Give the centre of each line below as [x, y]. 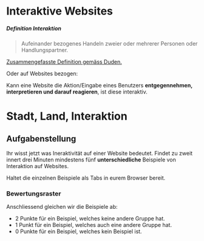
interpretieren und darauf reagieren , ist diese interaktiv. [77, 92]
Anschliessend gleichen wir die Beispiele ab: [62, 207]
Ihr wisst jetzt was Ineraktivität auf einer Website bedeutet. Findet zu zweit [100, 154]
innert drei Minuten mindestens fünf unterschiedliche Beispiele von [91, 160]
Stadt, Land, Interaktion [67, 116]
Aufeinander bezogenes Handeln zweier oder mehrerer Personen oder [109, 44]
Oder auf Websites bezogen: [42, 73]
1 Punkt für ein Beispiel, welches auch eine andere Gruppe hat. [93, 225]
